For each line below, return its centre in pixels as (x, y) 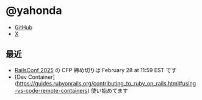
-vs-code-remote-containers (51, 90)
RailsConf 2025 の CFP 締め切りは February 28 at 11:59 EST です (96, 70)
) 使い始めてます (108, 90)
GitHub (23, 27)
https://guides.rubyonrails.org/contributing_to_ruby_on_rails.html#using (106, 83)
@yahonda (34, 11)
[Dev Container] (35, 77)
